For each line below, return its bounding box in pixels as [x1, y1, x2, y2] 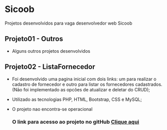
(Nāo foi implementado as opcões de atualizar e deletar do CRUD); [12, 86, 150, 92]
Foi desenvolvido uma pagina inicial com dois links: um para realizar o [12, 76, 156, 82]
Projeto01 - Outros [5, 35, 63, 43]
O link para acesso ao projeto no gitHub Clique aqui [12, 118, 139, 125]
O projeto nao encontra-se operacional [12, 106, 93, 112]
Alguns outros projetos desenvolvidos [12, 48, 91, 54]
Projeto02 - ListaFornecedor [5, 63, 95, 71]
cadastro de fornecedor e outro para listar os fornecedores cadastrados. [12, 81, 162, 87]
